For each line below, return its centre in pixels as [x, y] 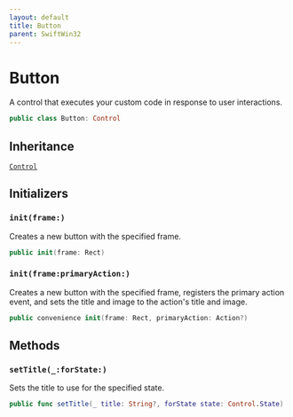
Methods [35, 346]
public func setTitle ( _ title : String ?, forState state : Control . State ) [146, 405]
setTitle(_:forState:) [58, 370]
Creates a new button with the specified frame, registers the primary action [147, 292]
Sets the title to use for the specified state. [87, 388]
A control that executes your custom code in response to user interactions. [146, 102]
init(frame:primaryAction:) [70, 274]
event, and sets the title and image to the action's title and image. [129, 302]
